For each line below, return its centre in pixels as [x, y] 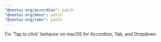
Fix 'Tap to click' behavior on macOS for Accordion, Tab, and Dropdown [80, 34]
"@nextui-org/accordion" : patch [39, 10]
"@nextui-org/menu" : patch [33, 15]
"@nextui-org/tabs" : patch [33, 19]
